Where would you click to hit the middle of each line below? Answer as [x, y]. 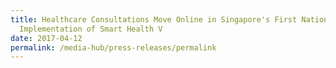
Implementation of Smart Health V [91, 29]
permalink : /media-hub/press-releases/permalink [113, 47]
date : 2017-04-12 [46, 38]
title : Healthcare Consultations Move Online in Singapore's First [154, 19]
